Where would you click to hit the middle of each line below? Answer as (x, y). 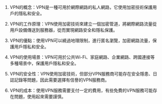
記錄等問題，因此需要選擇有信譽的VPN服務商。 (62, 80)
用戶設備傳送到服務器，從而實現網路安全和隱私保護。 (64, 30)
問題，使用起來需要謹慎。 (40, 97)
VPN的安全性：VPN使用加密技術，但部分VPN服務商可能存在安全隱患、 (81, 74)
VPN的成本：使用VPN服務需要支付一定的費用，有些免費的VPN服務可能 (81, 90)
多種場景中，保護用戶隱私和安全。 (44, 63)
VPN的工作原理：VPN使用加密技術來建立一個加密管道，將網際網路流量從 (83, 24)
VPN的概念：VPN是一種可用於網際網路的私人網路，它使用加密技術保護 (81, 7)
